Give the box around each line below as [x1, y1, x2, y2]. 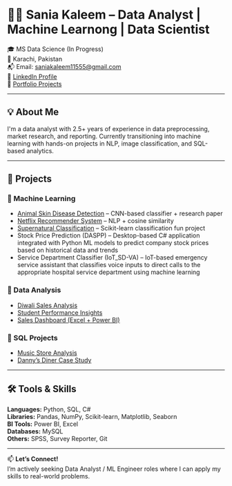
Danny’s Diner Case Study [17, 356, 92, 364]
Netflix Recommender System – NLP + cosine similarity [17, 217, 174, 225]
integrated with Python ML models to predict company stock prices [17, 239, 209, 247]
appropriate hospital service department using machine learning [17, 268, 200, 276]
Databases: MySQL [7, 427, 64, 435]
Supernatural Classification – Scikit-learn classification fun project [17, 224, 206, 233]
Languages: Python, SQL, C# [7, 405, 91, 414]
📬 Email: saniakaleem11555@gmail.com [7, 62, 122, 70]
